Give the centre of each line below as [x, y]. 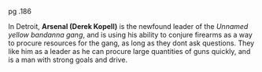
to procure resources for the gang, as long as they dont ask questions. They [131, 43]
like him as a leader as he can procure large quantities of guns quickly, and [129, 51]
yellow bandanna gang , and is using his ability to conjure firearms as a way [131, 35]
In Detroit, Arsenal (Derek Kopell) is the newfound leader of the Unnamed [128, 26]
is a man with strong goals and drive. [68, 59]
